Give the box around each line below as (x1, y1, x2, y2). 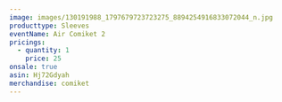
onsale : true (9, 63, 58, 72)
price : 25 (25, 54, 62, 63)
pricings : (9, 37, 46, 47)
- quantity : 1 (17, 46, 70, 55)
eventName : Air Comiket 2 (9, 29, 105, 38)
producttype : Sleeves (9, 21, 90, 30)
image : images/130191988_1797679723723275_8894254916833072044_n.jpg (9, 12, 274, 22)
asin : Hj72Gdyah (9, 71, 70, 80)
